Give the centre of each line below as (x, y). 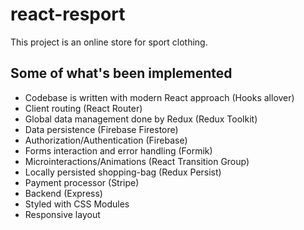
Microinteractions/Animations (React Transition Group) (137, 161)
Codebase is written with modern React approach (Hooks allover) (159, 97)
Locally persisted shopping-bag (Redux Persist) (123, 172)
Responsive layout (62, 214)
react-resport (68, 14)
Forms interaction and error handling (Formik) (118, 150)
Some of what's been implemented (121, 73)
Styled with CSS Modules (77, 204)
